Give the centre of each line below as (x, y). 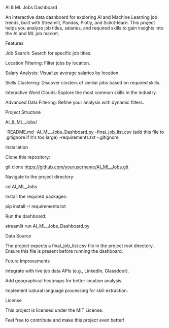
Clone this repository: (28, 157)
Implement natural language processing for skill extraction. (67, 290)
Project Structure (23, 112)
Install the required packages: (36, 196)
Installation (17, 147)
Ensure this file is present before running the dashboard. (64, 251)
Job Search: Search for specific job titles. (48, 53)
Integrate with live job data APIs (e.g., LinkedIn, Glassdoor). (67, 271)
